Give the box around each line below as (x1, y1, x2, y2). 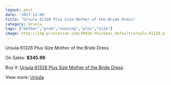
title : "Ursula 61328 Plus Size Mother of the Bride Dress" (5, 17, 136, 22)
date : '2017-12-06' (5, 12, 47, 17)
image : (5, 31, 19, 36)
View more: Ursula (5, 74, 44, 80)
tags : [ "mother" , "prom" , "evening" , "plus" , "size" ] (5, 26, 113, 31)
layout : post (5, 7, 33, 13)
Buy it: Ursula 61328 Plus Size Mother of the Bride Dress (5, 64, 124, 70)
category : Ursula (5, 21, 42, 27)
